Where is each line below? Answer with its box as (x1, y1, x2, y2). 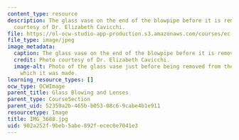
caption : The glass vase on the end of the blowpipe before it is (14, 50, 215, 57)
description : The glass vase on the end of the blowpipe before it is (7, 17, 221, 24)
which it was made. (20, 69, 78, 76)
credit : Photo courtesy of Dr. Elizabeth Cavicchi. (14, 57, 171, 64)
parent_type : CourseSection (7, 96, 91, 103)
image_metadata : (7, 43, 55, 50)
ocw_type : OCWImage (7, 83, 65, 90)
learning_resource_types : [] (7, 76, 94, 83)
